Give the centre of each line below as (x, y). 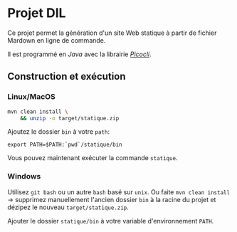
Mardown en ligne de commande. (57, 40)
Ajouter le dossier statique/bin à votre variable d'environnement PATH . (111, 221)
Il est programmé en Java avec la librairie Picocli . (79, 54)
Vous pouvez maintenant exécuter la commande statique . (93, 158)
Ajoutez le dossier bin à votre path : (59, 132)
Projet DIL (37, 13)
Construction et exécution (67, 77)
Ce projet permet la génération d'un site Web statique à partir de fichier (112, 33)
